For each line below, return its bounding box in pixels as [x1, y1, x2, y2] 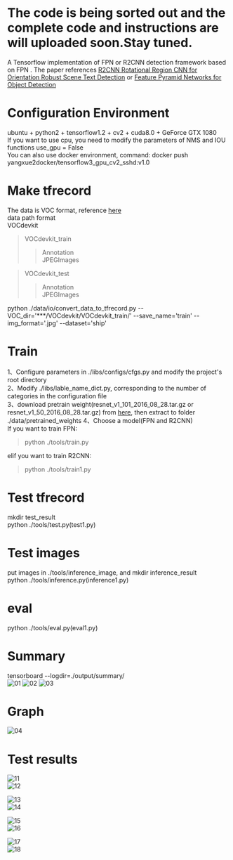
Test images [7, 545, 81, 561]
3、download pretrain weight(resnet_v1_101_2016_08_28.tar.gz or [7, 400, 194, 408]
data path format [7, 213, 56, 222]
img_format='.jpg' [7, 318, 58, 327]
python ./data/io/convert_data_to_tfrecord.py [7, 304, 137, 312]
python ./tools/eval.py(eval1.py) [7, 623, 98, 632]
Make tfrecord [7, 183, 92, 199]
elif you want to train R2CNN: [7, 451, 92, 460]
